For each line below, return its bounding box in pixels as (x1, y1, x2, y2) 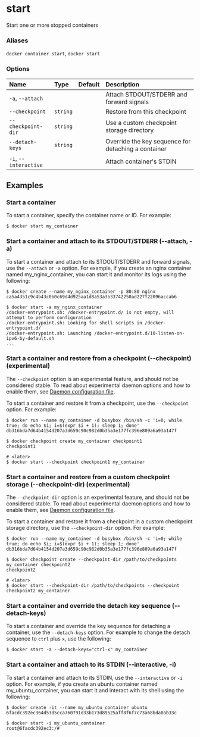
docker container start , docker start (6, 50, 100, 57)
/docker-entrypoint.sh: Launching (6, 330, 92, 336)
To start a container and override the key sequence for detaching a (6, 623, 171, 630)
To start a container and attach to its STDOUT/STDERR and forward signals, (6, 258, 192, 265)
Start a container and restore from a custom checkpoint (6, 473, 170, 481)
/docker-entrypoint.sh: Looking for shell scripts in (6, 320, 143, 326)
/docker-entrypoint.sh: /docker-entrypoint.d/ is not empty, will (6, 309, 174, 316)
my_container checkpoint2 (6, 562, 70, 568)
